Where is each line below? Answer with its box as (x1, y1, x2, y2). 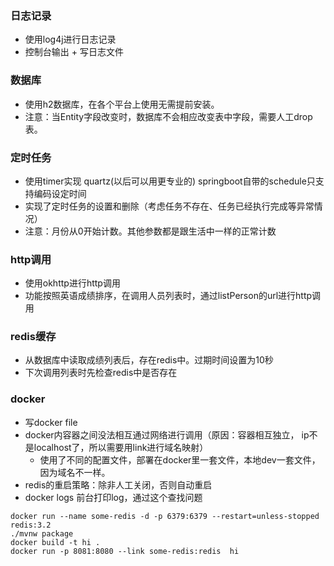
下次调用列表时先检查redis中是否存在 (24, 367, 178, 379)
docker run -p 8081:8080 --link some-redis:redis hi (10, 546, 240, 556)
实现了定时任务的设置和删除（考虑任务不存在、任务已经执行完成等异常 (24, 200, 315, 212)
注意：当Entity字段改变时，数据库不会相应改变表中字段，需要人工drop (24, 110, 313, 122)
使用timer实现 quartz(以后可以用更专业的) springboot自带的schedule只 (24, 175, 316, 187)
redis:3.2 (10, 520, 52, 530)
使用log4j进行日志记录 (24, 33, 117, 46)
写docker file (24, 416, 78, 428)
